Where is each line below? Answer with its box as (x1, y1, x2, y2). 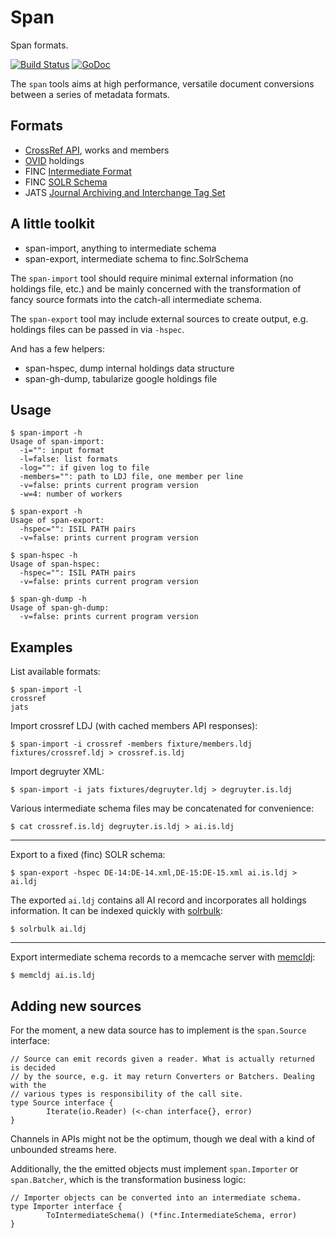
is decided (10, 1063, 56, 1073)
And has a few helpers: (10, 342, 106, 355)
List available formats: (10, 666, 101, 678)
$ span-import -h (10, 428, 83, 438)
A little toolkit (10, 216, 95, 233)
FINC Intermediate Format (24, 165, 132, 177)
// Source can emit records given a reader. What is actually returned (10, 1054, 315, 1064)
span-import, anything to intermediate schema (24, 242, 217, 254)
